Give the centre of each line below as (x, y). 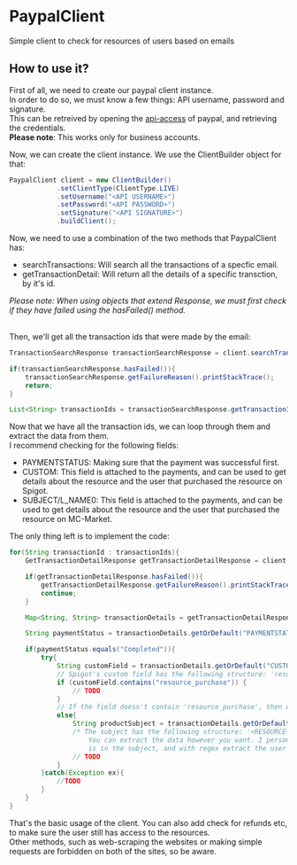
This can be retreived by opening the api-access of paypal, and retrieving (143, 118)
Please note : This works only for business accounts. (105, 137)
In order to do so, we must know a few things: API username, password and (147, 99)
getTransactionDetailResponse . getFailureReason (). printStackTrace (166, 585)
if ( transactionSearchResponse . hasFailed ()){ (92, 369)
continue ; (59, 593)
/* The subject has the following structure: (157, 732)
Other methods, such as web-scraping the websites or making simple (136, 842)
